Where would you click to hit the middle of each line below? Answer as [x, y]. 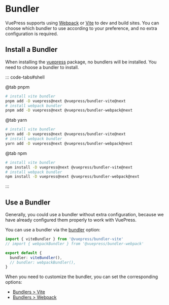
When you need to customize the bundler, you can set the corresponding [82, 277]
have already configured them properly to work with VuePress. [71, 220]
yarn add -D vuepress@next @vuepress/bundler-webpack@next [69, 143]
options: [14, 282]
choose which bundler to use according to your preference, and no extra [81, 28]
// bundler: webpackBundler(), [43, 262]
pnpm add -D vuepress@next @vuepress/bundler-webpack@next [69, 110]
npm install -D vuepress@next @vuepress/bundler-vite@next [69, 167]
